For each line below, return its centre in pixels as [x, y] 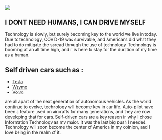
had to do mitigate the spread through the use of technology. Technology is [81, 44]
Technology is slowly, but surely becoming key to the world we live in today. [81, 34]
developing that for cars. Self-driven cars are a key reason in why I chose [79, 117]
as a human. [17, 55]
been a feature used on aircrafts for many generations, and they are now [78, 111]
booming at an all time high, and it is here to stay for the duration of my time [81, 49]
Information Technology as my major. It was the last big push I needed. [76, 122]
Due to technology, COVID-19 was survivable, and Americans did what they [81, 39]
